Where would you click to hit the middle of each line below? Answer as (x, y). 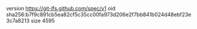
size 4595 (43, 21)
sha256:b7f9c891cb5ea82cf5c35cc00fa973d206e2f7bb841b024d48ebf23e (99, 14)
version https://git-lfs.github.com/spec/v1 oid (61, 8)
